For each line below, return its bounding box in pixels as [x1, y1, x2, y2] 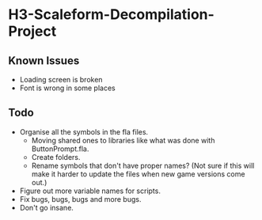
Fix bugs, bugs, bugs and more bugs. [19, 194, 142, 203]
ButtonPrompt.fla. [31, 144, 89, 154]
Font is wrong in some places [19, 83, 116, 93]
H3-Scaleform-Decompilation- [8, 6, 215, 24]
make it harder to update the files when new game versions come [31, 169, 245, 179]
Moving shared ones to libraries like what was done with [31, 135, 215, 145]
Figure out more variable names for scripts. [19, 186, 161, 195]
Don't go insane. [19, 203, 74, 212]
